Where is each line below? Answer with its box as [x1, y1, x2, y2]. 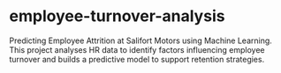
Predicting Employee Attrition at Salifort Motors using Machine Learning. [9, 35, 272, 46]
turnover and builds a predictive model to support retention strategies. [9, 54, 265, 64]
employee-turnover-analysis [9, 6, 225, 26]
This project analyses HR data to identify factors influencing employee [9, 44, 265, 55]
